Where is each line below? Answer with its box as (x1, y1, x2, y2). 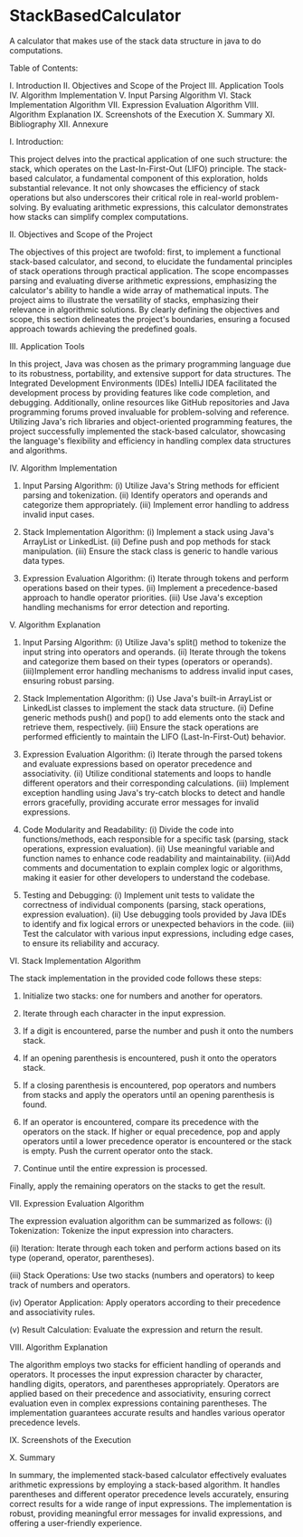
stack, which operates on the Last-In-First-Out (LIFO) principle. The (9, 163, 261, 174)
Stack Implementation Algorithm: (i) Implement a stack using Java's (22, 526, 274, 537)
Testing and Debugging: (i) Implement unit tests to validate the (22, 889, 255, 901)
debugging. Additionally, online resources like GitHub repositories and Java (9, 396, 290, 407)
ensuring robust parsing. (22, 675, 115, 686)
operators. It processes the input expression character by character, (9, 1369, 264, 1379)
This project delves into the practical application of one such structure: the (9, 153, 288, 164)
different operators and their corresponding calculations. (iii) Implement (22, 778, 289, 788)
